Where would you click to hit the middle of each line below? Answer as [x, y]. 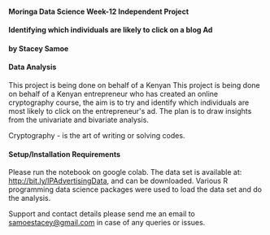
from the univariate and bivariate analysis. [78, 120]
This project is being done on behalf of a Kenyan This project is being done [134, 85]
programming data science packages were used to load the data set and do [135, 189]
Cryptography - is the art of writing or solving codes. [97, 135]
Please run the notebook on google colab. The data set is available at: [125, 172]
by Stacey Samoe [39, 48]
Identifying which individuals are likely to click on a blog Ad [111, 30]
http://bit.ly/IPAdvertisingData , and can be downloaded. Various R [118, 181]
